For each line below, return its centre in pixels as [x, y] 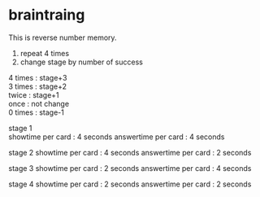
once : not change [39, 103]
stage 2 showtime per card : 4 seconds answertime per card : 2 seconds [130, 152]
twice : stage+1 [34, 94]
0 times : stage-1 [37, 112]
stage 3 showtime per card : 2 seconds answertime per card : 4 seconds [130, 168]
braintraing [47, 15]
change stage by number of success [82, 62]
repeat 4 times [45, 53]
